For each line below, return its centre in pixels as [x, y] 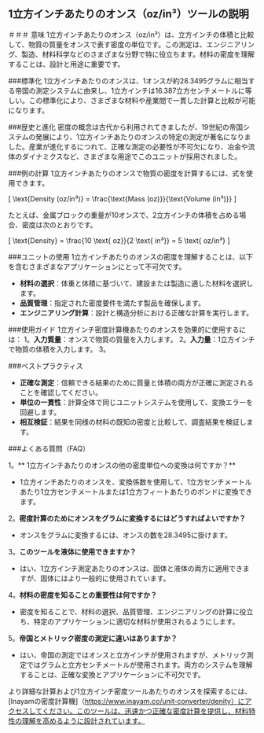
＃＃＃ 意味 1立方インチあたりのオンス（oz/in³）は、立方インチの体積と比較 [131, 35]
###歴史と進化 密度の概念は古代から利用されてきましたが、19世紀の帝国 [126, 127]
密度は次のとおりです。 [59, 225]
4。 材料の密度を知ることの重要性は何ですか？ [82, 595]
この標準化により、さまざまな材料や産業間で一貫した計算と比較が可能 [142, 100]
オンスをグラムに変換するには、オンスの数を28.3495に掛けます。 [125, 535]
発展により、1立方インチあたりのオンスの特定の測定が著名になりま [143, 137]
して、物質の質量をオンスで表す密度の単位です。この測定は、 [107, 44]
